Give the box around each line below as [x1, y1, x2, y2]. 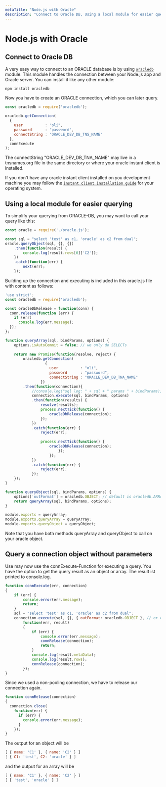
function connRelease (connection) [5, 694, 77, 699]
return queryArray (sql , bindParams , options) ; [14, 498, 112, 504]
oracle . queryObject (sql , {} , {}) [5, 241, 74, 246]
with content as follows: [5, 283, 53, 289]
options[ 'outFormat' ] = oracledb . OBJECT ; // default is [14, 494, 132, 499]
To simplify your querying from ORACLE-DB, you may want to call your [5, 213, 149, 219]
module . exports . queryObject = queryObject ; [5, 522, 96, 527]
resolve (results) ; [40, 402, 79, 407]
